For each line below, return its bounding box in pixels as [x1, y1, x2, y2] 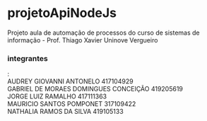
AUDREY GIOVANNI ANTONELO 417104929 [7, 77, 134, 86]
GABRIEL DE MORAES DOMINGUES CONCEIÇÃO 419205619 [7, 85, 184, 93]
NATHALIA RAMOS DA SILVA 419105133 [7, 108, 124, 116]
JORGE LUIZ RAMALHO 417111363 [7, 92, 107, 100]
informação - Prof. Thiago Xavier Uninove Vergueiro [7, 35, 158, 44]
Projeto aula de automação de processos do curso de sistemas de [7, 28, 200, 37]
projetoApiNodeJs [7, 5, 117, 21]
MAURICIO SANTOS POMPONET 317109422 [7, 100, 136, 108]
